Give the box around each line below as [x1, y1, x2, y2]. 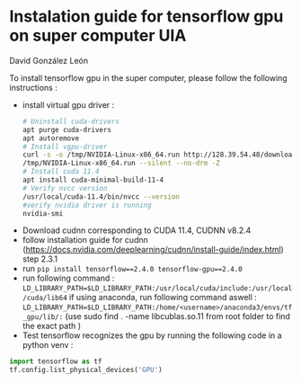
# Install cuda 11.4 [22, 167, 100, 176]
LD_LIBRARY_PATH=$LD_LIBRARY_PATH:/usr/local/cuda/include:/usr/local [22, 284, 293, 293]
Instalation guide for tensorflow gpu [9, 6, 284, 27]
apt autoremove [22, 133, 80, 143]
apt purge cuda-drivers [22, 125, 112, 134]
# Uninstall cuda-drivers [22, 117, 120, 126]
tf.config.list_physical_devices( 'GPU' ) [9, 366, 164, 375]
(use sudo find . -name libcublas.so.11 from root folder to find [65, 311, 290, 322]
